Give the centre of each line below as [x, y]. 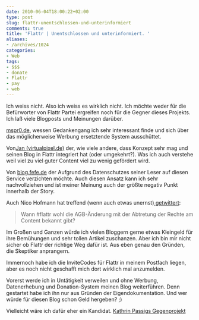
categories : [21, 51]
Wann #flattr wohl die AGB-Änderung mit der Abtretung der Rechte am [107, 214]
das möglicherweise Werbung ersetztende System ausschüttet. [84, 136]
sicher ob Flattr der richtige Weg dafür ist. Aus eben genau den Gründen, [96, 244]
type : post [20, 17]
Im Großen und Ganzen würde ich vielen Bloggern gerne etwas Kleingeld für [99, 232]
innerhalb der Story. [31, 191]
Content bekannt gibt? [48, 220]
